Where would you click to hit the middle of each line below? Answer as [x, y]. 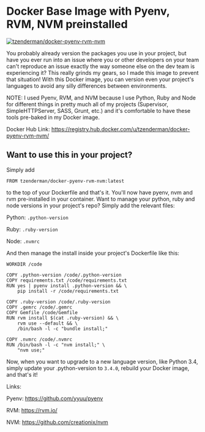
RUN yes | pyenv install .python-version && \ [67, 286]
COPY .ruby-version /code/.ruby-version [59, 302]
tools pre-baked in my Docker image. [53, 117]
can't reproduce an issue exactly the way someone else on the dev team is [101, 66]
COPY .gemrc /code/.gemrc [39, 307]
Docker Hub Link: [28, 129]
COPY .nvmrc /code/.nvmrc [39, 339]
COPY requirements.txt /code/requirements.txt [67, 280]
